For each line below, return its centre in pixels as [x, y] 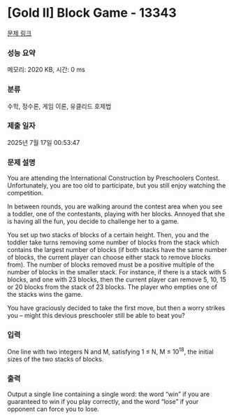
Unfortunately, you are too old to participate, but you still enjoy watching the [117, 185]
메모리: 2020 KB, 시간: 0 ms [46, 70]
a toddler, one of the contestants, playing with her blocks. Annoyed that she [116, 214]
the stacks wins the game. [45, 295]
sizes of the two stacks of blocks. [56, 359]
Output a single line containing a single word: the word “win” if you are [109, 394]
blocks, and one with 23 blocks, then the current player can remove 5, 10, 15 [117, 280]
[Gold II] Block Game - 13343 [92, 13]
